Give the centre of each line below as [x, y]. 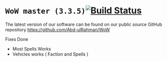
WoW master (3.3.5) [45, 11]
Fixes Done [17, 39]
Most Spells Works [32, 49]
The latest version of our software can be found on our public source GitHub [84, 24]
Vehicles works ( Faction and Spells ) [50, 54]
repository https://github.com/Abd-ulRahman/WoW [58, 29]
